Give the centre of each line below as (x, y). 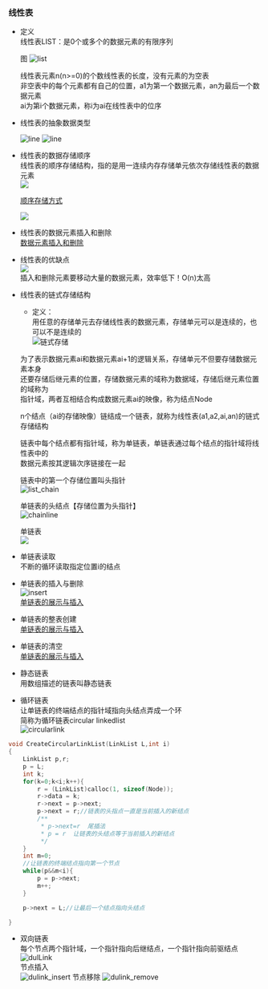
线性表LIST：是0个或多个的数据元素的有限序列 (97, 42)
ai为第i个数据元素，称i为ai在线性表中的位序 (91, 106)
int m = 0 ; (37, 856)
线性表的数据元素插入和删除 (66, 233)
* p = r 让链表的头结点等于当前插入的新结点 (108, 833)
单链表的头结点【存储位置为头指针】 (80, 506)
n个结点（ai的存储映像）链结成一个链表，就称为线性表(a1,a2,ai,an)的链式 (140, 416)
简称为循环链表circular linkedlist (73, 720)
